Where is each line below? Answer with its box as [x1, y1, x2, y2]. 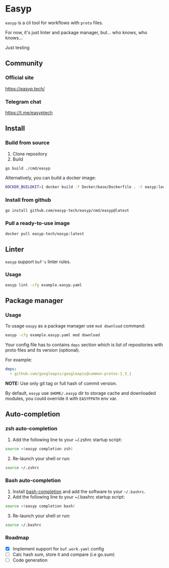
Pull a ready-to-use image [5, 220, 70, 227]
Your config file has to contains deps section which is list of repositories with [5, 342, 163, 348]
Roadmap [5, 534, 29, 541]
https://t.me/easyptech [5, 109, 53, 116]
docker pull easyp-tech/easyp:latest [5, 231, 84, 236]
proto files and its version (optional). [5, 347, 80, 353]
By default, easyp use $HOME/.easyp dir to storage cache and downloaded [5, 390, 156, 396]
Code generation [12, 557, 48, 563]
